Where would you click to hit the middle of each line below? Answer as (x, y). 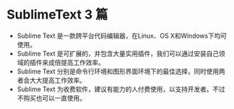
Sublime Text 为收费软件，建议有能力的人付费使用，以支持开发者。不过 (121, 89)
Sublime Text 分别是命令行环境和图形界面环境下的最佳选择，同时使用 (118, 71)
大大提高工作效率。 (58, 80)
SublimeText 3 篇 (57, 15)
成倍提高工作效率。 (76, 62)
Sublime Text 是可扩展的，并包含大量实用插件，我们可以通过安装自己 (118, 53)
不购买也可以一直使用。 (51, 98)
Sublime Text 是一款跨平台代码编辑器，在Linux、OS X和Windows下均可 (122, 36)
